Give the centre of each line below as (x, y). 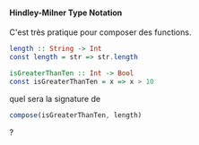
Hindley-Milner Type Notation (66, 13)
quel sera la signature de (55, 98)
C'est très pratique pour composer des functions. (100, 32)
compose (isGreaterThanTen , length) (76, 115)
